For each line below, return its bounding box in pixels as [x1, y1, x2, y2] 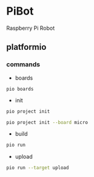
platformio [6, 42, 47, 52]
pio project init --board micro [6, 119, 88, 125]
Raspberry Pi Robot [6, 24, 55, 32]
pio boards [6, 86, 34, 92]
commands [6, 60, 41, 69]
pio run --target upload [6, 165, 69, 171]
